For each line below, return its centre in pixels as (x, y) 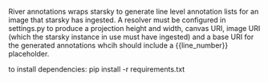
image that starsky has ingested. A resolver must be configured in (117, 20)
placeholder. (29, 54)
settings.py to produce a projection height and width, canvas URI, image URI (134, 28)
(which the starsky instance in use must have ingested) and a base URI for (131, 37)
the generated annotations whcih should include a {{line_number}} (118, 45)
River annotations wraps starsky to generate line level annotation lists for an (134, 12)
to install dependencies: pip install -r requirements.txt (97, 69)
